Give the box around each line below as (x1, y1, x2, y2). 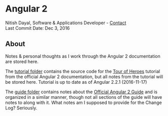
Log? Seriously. (5, 104, 37, 111)
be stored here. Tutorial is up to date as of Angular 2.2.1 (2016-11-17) (5, 79, 147, 85)
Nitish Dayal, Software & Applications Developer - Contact (5, 20, 127, 26)
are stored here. (5, 59, 39, 65)
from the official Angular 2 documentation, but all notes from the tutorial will (5, 74, 163, 80)
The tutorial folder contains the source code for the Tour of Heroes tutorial (5, 68, 160, 74)
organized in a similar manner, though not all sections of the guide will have (5, 94, 162, 100)
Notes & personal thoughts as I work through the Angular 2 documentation (5, 53, 160, 59)
